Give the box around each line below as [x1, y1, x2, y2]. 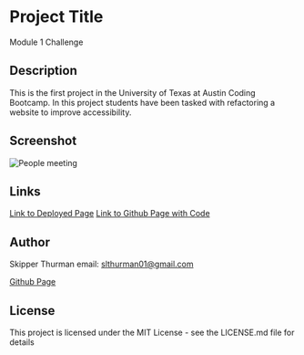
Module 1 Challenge [9, 37, 84, 47]
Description [9, 63, 77, 78]
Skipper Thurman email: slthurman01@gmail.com [9, 258, 194, 270]
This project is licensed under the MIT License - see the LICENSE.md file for [9, 327, 295, 338]
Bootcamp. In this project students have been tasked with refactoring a [9, 97, 276, 108]
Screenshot [9, 133, 77, 149]
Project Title [9, 6, 104, 27]
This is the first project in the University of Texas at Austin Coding [9, 87, 257, 98]
